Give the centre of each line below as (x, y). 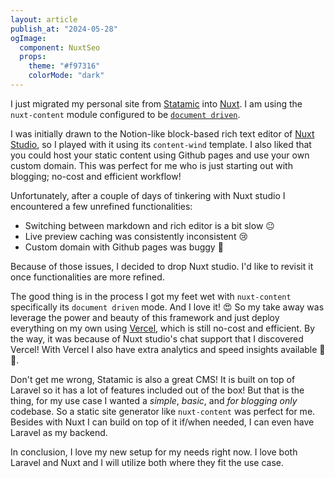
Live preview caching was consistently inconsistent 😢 (136, 236)
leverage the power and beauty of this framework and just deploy (145, 317)
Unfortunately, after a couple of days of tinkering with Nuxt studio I (148, 195)
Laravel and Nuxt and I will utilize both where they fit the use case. (147, 462)
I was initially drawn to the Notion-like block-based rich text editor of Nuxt (162, 133)
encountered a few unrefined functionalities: (101, 206)
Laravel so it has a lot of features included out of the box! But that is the (157, 390)
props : (33, 57)
